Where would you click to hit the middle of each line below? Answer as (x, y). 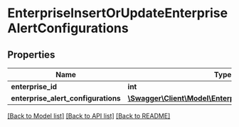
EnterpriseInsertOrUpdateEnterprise (118, 13)
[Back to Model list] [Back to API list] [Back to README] (89, 116)
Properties (31, 55)
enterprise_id (34, 87)
